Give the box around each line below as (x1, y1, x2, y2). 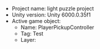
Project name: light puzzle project (11, 5, 94, 12)
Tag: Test (20, 30, 44, 37)
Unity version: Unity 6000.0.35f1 (11, 11, 91, 18)
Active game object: (11, 18, 61, 24)
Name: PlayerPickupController (20, 24, 95, 31)
